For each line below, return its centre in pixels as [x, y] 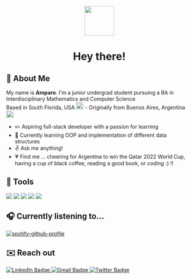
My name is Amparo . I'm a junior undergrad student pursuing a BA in [90, 92]
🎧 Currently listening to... [55, 217]
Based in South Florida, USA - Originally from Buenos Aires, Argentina [96, 107]
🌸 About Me [28, 78]
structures [27, 141]
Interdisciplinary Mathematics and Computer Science [71, 99]
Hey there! [99, 57]
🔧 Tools [20, 182]
